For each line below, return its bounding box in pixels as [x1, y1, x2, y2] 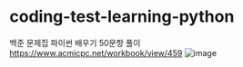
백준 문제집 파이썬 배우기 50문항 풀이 [9, 37, 141, 48]
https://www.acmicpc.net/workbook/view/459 [9, 47, 183, 58]
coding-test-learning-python [9, 6, 235, 27]
